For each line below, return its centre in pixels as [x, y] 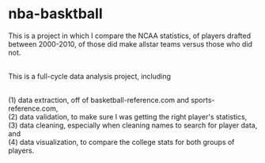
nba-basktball [55, 14]
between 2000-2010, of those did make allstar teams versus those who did [131, 44]
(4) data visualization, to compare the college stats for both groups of [121, 142]
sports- [203, 100]
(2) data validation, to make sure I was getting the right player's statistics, [128, 116]
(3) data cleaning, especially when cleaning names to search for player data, [133, 125]
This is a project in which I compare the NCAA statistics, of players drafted [130, 36]
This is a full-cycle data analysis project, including [90, 76]
